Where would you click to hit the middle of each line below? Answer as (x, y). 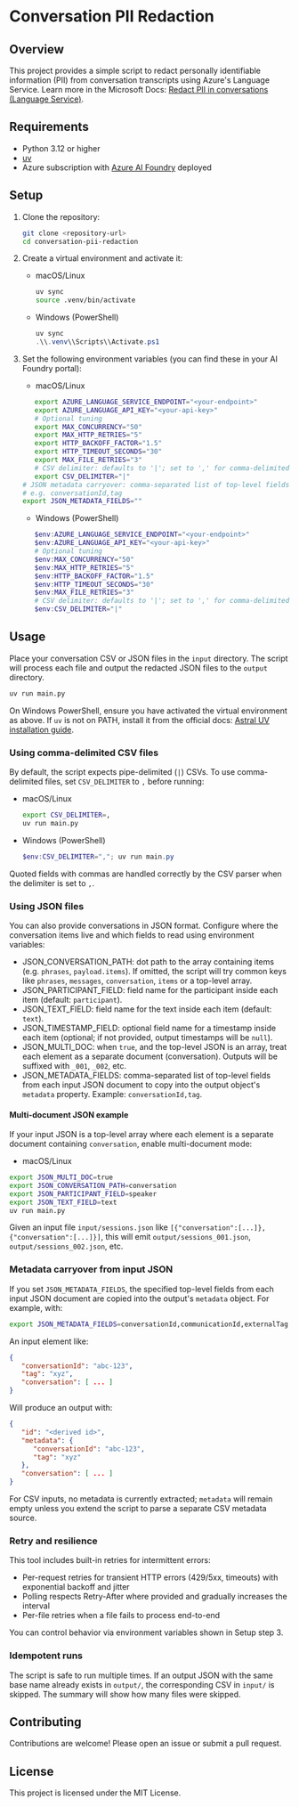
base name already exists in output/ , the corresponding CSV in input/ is (142, 1684)
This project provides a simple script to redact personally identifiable (135, 70)
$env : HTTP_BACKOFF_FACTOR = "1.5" (94, 576)
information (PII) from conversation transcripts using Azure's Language (139, 80)
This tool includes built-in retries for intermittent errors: (110, 1560)
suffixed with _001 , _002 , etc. (74, 1065)
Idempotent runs (46, 1656)
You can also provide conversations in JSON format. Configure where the (144, 925)
